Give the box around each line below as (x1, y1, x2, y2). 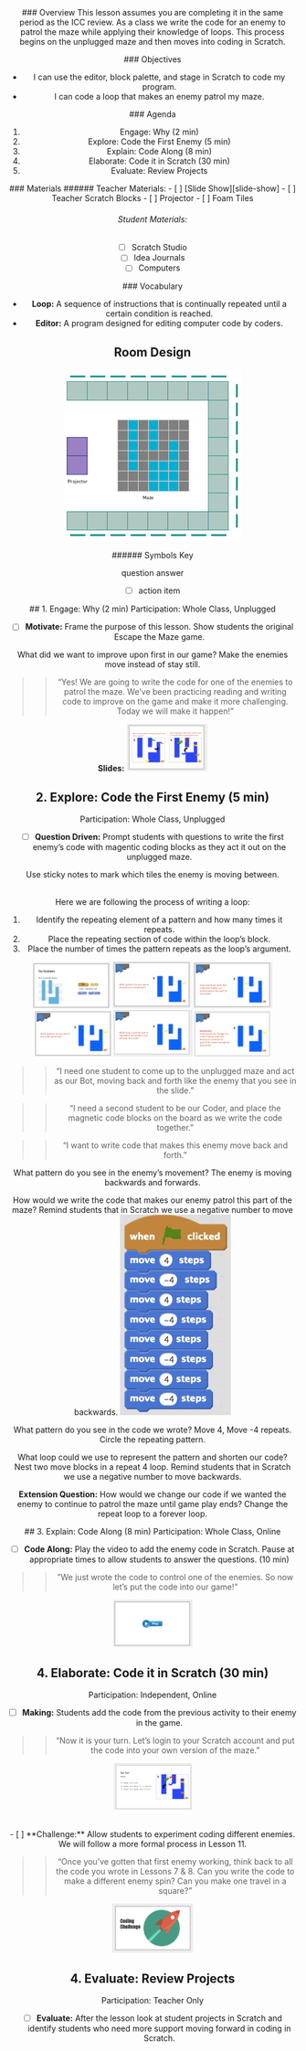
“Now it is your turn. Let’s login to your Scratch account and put (55, 1735, 295, 1747)
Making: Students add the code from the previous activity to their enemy (21, 1707, 297, 1718)
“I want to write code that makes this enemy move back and (62, 1140, 289, 1151)
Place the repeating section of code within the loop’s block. (47, 934, 271, 945)
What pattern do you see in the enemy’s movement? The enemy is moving (13, 1167, 292, 1178)
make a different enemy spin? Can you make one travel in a (64, 1876, 287, 1886)
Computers (138, 262, 181, 273)
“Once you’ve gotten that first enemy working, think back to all (57, 1856, 293, 1867)
